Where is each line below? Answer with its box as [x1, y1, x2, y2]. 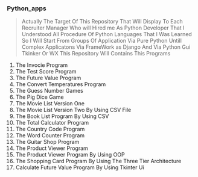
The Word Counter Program [15, 132, 85, 139]
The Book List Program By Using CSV [15, 113, 109, 120]
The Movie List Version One [15, 100, 85, 107]
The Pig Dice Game [15, 93, 64, 101]
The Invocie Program [15, 61, 68, 69]
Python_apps [7, 4, 47, 13]
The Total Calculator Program [15, 119, 89, 126]
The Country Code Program [15, 125, 85, 133]
